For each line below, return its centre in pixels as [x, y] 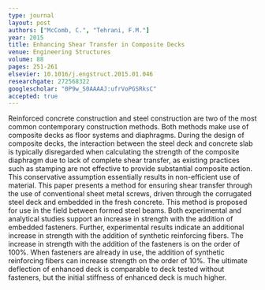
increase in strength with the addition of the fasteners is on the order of [124, 244]
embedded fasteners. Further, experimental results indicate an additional [126, 227]
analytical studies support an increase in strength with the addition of [121, 219]
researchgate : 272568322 [49, 81]
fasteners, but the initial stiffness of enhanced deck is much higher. [118, 277]
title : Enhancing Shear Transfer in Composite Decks [97, 45]
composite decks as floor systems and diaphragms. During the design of [126, 136]
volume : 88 [26, 60]
